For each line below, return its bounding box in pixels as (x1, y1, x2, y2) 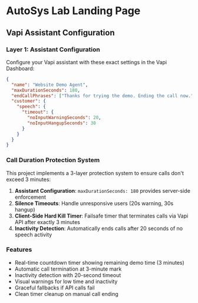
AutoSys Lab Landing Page (6, 4, 141, 18)
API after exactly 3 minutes (14, 218, 81, 225)
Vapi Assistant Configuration (6, 28, 115, 38)
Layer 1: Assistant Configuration (6, 45, 100, 54)
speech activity (14, 231, 52, 238)
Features (6, 246, 32, 254)
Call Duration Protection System (6, 156, 100, 164)
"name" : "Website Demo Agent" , (11, 81, 88, 88)
